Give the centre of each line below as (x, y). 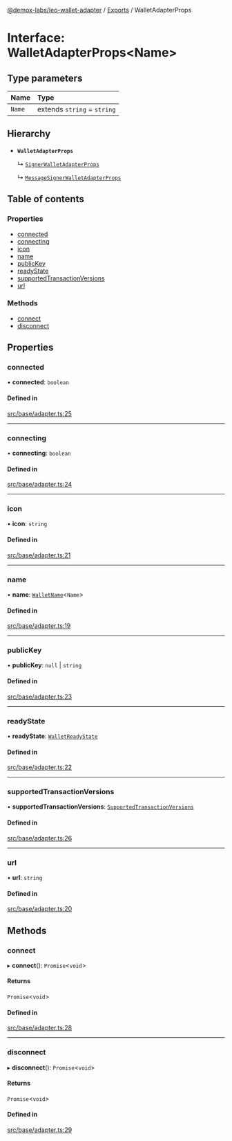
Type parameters (45, 78)
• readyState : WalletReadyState (52, 736)
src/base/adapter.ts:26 (40, 838)
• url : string (25, 877)
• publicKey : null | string (45, 665)
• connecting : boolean (39, 453)
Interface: (36, 38)
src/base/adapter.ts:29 (40, 1130)
